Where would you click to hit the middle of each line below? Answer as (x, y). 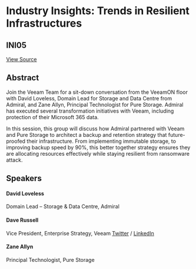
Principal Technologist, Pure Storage (51, 260)
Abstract (23, 78)
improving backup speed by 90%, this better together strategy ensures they (98, 147)
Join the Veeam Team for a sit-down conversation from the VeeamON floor (97, 92)
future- (177, 134)
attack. (14, 160)
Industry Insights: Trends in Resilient (98, 11)
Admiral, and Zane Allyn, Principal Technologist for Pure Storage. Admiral (95, 104)
